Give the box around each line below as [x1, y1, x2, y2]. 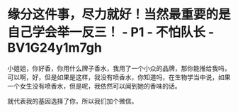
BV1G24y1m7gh [7, 40, 103, 56]
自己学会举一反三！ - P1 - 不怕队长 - [7, 24, 215, 40]
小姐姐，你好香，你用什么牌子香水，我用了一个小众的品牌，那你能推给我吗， [7, 64, 231, 72]
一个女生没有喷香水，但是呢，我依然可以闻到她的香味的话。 [7, 82, 181, 90]
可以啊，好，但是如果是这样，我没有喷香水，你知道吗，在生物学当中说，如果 [7, 72, 231, 82]
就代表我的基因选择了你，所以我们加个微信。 [7, 96, 138, 105]
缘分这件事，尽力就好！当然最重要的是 [7, 6, 232, 23]
